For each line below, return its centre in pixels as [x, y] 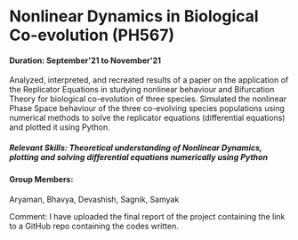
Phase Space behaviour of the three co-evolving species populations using [147, 108]
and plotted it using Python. [60, 127]
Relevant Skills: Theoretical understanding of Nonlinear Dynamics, [136, 148]
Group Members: [41, 180]
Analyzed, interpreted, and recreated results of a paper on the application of [149, 80]
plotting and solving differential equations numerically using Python [139, 156]
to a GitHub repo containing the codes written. [94, 226]
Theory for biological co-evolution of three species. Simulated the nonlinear [148, 99]
